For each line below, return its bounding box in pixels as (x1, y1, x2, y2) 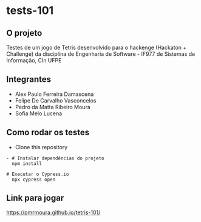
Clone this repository (15, 143, 68, 150)
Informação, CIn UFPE (6, 57, 62, 64)
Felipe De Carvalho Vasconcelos (15, 96, 97, 104)
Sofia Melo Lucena (15, 110, 63, 117)
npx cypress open (12, 177, 56, 183)
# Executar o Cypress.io (6, 171, 69, 177)
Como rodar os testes (6, 127, 90, 138)
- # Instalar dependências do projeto (6, 155, 104, 161)
